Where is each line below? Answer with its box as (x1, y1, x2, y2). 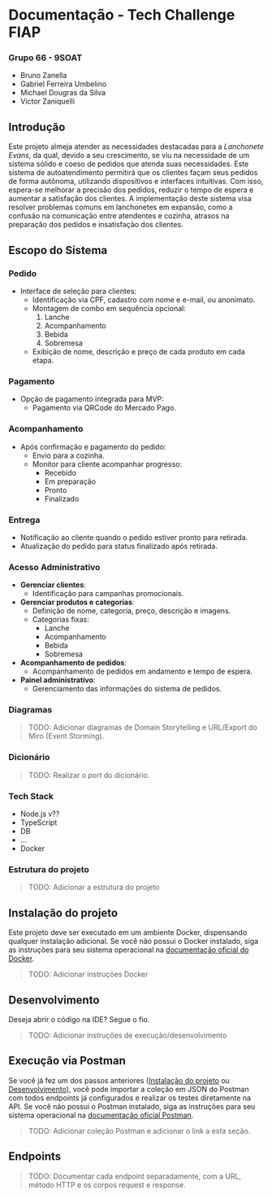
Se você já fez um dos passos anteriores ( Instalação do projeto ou (8, 1075, 230, 1085)
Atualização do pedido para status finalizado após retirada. (19, 541, 218, 551)
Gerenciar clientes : (19, 580, 87, 590)
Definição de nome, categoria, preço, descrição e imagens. (32, 606, 231, 616)
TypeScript (19, 818, 58, 827)
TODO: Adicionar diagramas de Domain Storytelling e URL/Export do (28, 722, 257, 732)
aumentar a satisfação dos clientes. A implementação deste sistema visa (8, 194, 252, 204)
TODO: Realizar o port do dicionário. (28, 770, 150, 779)
